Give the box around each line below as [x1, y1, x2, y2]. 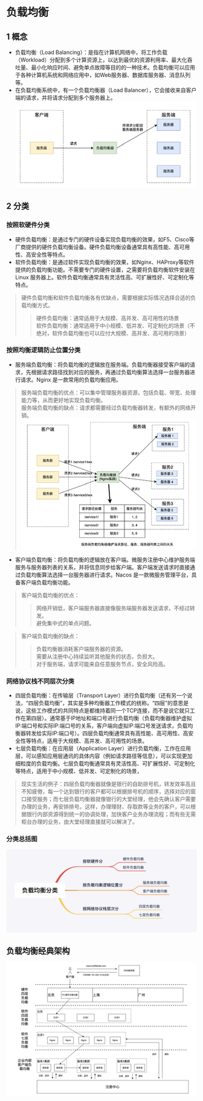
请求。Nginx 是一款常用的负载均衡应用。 [20, 376, 122, 383]
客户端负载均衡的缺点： [21, 632, 80, 639]
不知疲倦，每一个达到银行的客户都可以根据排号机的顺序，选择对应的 [21, 788, 191, 796]
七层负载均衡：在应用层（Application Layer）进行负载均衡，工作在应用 [14, 745, 192, 752]
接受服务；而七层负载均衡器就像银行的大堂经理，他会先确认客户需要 [26, 796, 196, 803]
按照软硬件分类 [6, 221, 50, 229]
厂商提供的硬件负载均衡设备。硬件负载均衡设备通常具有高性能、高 [14, 243, 179, 250]
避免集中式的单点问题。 [36, 619, 95, 627]
